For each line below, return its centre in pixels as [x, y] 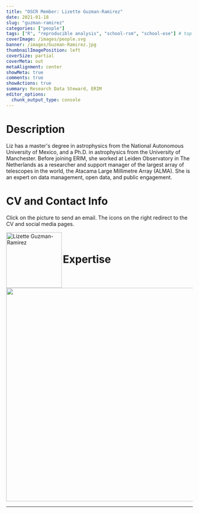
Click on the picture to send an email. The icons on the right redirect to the [97, 218]
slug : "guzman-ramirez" [36, 23]
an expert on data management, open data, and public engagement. [89, 177]
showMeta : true [25, 72]
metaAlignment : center [34, 67]
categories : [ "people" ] [36, 28]
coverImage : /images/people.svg [46, 39]
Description [36, 129]
